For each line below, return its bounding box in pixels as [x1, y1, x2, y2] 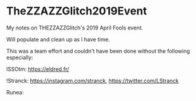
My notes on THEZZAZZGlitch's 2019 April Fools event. [6, 24, 143, 31]
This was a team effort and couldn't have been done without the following [6, 47, 191, 55]
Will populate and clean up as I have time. [6, 35, 110, 43]
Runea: [6, 88, 24, 96]
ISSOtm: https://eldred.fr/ [6, 65, 70, 73]
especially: [6, 54, 33, 61]
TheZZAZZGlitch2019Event [6, 4, 147, 18]
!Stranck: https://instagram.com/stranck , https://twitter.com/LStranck [6, 77, 179, 84]
